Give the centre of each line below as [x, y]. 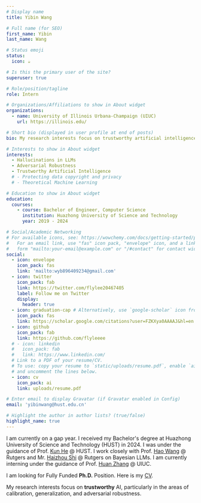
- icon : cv [25, 377]
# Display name [25, 12]
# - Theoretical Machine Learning [54, 182]
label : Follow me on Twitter [53, 294]
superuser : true [26, 78]
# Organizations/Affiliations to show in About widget [76, 105]
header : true [38, 305]
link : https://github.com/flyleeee [61, 338]
